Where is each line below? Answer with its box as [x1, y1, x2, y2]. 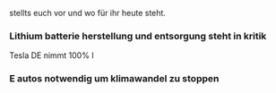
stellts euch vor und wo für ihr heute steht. [9, 8, 166, 18]
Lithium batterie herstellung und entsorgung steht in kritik [9, 30, 267, 42]
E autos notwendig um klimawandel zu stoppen [9, 72, 220, 85]
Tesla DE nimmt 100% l [9, 50, 94, 61]
